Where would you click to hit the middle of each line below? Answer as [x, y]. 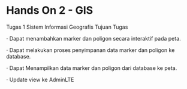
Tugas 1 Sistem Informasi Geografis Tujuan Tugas [67, 27]
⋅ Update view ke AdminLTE [40, 79]
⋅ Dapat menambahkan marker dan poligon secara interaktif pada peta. [93, 38]
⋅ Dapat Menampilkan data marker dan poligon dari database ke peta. [92, 68]
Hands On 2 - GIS [50, 10]
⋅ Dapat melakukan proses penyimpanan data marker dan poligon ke [91, 50]
